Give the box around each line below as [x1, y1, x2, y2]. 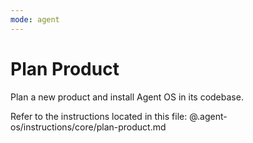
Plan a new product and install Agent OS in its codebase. [10, 91, 244, 103]
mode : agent [10, 14, 60, 25]
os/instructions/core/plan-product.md [10, 121, 167, 133]
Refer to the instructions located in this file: [10, 110, 188, 122]
